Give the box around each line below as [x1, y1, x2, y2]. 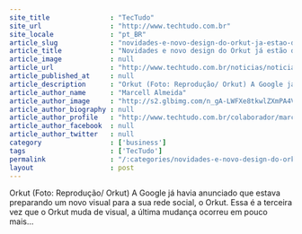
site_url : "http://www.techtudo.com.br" [9, 22, 231, 30]
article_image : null [9, 55, 135, 64]
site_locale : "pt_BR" [9, 30, 147, 39]
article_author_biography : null [9, 105, 135, 114]
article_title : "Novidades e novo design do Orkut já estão [9, 47, 288, 56]
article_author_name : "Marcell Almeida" [9, 88, 187, 97]
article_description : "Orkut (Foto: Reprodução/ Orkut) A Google [9, 80, 283, 89]
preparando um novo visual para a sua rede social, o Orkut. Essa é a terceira [9, 197, 292, 208]
